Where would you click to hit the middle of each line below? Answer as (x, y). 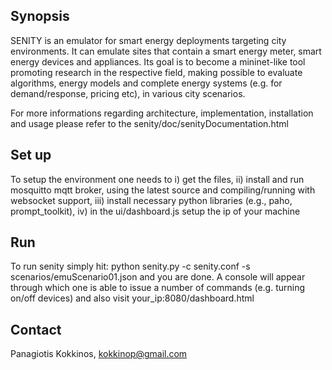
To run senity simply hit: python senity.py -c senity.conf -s (130, 266)
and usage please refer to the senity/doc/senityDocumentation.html (149, 123)
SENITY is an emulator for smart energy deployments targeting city (148, 40)
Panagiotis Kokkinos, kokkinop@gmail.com (99, 354)
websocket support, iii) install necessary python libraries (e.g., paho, (151, 200)
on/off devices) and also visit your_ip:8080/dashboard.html (132, 298)
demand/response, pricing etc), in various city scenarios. (128, 93)
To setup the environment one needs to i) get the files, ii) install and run (157, 179)
